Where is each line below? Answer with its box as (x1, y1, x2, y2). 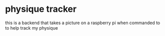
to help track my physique (5, 25, 58, 31)
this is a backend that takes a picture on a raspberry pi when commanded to (5, 20, 161, 26)
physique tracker (5, 3, 77, 15)
